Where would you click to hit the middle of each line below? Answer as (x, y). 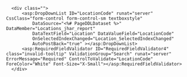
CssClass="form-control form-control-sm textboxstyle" (74, 19)
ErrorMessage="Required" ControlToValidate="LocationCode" (80, 59)
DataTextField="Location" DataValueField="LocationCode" (103, 34)
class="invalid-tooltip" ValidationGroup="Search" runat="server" (89, 54)
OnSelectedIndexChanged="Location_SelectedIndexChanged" (103, 39)
